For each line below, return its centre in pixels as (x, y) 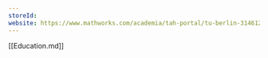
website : (23, 23)
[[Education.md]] (36, 45)
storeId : (23, 15)
